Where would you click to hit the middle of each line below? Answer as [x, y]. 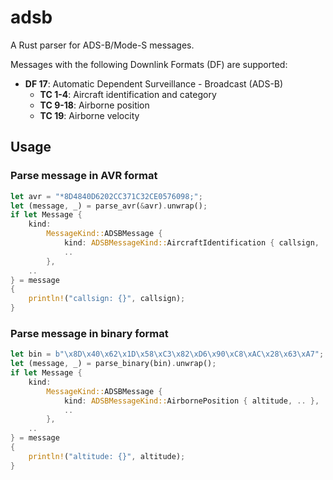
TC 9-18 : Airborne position [94, 105]
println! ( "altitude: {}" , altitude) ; [107, 456]
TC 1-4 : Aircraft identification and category [128, 94]
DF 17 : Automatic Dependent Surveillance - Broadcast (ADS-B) [154, 83]
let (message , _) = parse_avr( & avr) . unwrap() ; [109, 206]
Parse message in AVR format [84, 176]
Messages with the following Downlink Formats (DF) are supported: [149, 64]
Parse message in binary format [89, 333]
